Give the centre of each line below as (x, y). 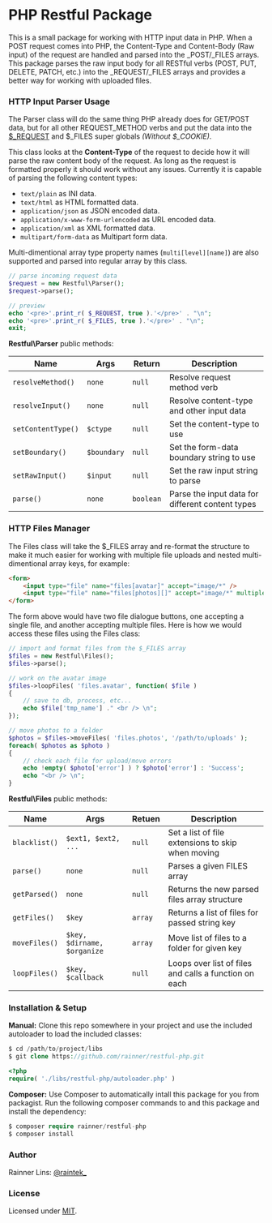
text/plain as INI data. (58, 194)
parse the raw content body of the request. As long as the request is (122, 161)
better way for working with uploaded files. (80, 80)
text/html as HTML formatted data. (79, 202)
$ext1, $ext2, (93, 839)
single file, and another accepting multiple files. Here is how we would (125, 625)
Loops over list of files (210, 963)
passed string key (202, 923)
